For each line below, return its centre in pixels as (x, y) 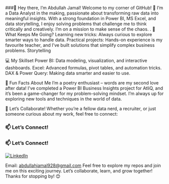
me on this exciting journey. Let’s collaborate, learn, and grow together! (79, 171)
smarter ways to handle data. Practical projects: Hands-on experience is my (84, 40)
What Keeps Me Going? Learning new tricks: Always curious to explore (79, 34)
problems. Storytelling (28, 51)
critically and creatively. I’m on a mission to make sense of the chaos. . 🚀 (80, 29)
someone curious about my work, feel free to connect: (62, 114)
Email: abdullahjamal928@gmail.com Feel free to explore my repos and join (83, 165)
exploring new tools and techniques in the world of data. (64, 99)
